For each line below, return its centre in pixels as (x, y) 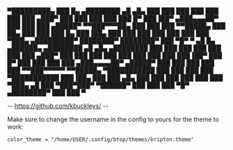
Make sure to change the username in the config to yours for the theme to (113, 119)
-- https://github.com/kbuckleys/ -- (58, 106)
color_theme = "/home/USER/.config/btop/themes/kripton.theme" (101, 140)
